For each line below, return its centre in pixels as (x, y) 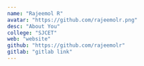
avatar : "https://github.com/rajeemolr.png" (72, 20)
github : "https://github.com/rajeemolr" (66, 45)
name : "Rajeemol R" (35, 13)
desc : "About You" (34, 26)
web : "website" (29, 39)
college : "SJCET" (32, 33)
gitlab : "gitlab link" (40, 52)
